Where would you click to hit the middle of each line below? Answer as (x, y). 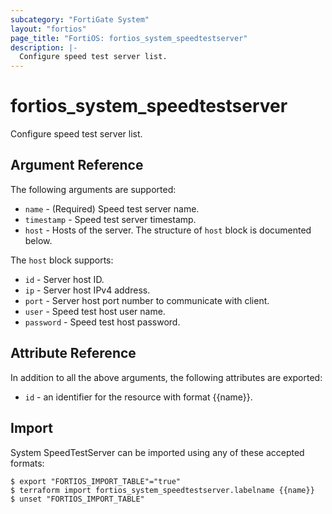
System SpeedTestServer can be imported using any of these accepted (157, 452)
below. (38, 240)
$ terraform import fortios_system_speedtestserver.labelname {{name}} (162, 490)
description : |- (44, 47)
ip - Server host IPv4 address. (87, 290)
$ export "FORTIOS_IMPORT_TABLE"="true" (96, 481)
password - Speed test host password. (102, 322)
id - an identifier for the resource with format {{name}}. (138, 397)
